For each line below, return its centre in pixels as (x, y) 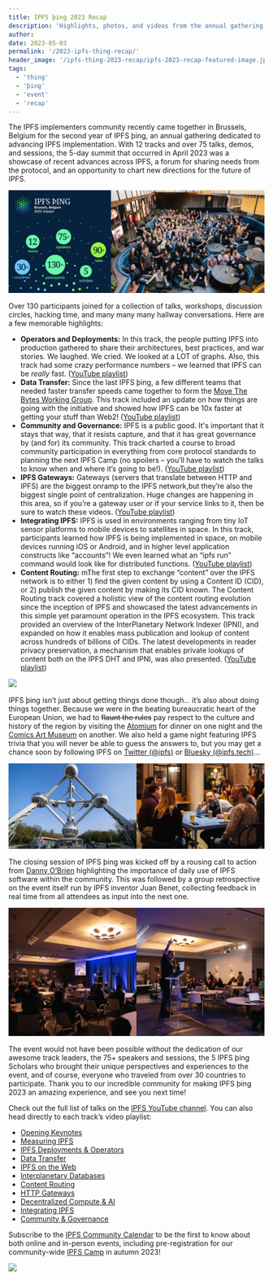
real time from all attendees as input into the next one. (99, 896)
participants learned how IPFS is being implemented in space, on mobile (141, 538)
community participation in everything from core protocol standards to (138, 451)
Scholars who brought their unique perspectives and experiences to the (129, 1066)
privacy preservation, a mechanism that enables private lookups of (132, 650)
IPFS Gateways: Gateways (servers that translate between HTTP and (136, 477)
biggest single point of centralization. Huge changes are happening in (137, 494)
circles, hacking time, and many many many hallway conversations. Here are (136, 314)
